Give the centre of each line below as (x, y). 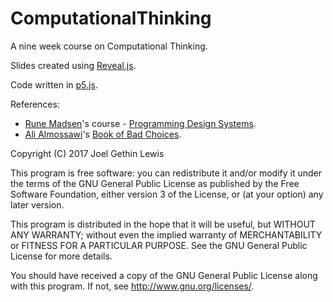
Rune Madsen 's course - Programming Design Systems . (140, 123)
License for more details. (61, 256)
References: (35, 104)
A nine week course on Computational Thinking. (109, 46)
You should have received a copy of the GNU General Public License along (164, 275)
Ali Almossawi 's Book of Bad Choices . (103, 134)
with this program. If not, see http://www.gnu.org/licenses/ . (132, 286)
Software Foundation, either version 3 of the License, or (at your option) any (167, 194)
